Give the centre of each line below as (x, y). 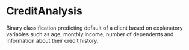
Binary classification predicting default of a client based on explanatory (94, 28)
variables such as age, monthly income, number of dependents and (90, 34)
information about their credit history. (52, 40)
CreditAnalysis (44, 11)
